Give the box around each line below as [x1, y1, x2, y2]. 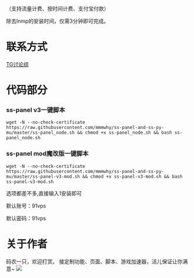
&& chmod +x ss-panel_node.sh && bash [77, 130, 172, 136]
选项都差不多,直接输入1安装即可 [6, 189, 82, 196]
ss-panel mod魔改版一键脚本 [6, 150, 89, 158]
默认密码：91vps [6, 215, 46, 222]
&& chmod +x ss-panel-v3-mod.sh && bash [82, 174, 183, 179]
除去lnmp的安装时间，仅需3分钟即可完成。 [6, 18, 109, 25]
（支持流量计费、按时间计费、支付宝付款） [6, 5, 109, 12]
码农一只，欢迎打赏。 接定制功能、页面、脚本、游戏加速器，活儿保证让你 [6, 257, 183, 265]
